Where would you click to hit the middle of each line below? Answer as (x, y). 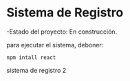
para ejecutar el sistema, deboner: (55, 45)
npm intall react (31, 57)
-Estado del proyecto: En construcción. (62, 32)
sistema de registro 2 (36, 70)
